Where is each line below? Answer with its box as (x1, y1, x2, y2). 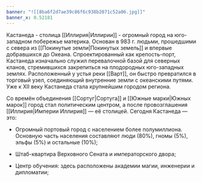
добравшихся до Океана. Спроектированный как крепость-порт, (6, 50, 176, 58)
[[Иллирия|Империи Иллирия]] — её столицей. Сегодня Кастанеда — (6, 107, 188, 115)
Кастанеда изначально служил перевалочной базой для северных (6, 57, 181, 64)
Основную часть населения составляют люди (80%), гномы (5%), (15, 132, 188, 140)
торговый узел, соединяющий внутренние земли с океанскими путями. (6, 76, 193, 84)
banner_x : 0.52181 (6, 15, 53, 21)
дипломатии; (15, 168, 49, 176)
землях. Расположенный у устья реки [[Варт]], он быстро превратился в (6, 70, 197, 77)
